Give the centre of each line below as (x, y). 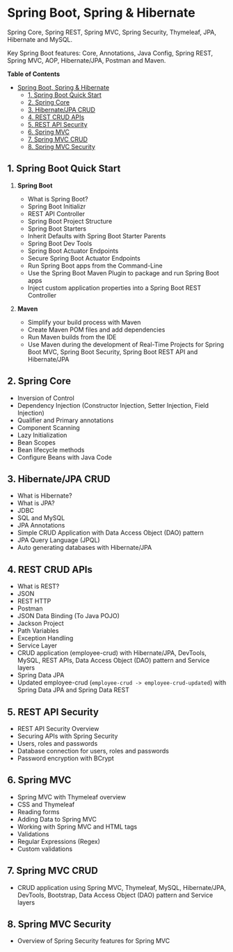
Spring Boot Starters (57, 229)
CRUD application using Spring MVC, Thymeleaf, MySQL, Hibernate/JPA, (121, 887)
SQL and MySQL (41, 518)
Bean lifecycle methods (51, 450)
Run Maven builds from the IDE (72, 337)
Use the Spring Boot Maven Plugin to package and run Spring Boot (123, 272)
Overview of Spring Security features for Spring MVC (94, 941)
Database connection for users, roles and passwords (93, 751)
